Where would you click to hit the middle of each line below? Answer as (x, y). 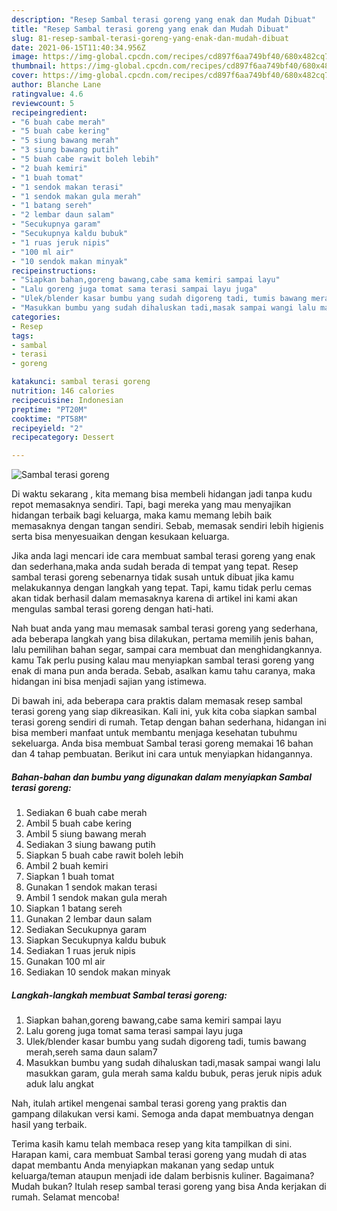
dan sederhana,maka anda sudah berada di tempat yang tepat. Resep (155, 567)
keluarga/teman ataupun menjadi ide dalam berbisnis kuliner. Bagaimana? (163, 1176)
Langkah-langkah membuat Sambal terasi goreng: (119, 995)
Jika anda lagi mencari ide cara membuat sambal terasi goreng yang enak (163, 556)
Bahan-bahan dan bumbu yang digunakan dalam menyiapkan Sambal (161, 777)
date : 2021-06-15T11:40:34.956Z (78, 47)
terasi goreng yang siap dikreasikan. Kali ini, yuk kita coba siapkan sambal (164, 712)
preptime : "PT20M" (49, 409)
